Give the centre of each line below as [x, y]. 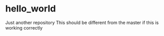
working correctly [24, 27]
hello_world [31, 9]
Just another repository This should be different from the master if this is [82, 22]
